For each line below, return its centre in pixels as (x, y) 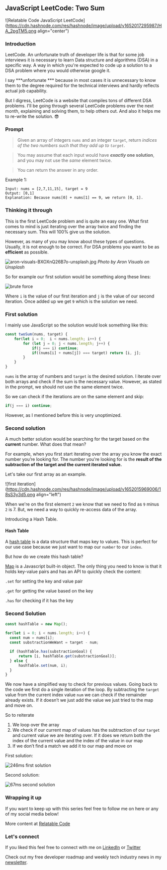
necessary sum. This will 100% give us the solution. (58, 232)
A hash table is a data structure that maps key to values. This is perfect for (81, 542)
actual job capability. (26, 91)
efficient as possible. (27, 252)
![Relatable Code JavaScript (34, 20)
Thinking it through (29, 210)
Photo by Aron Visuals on (124, 262)
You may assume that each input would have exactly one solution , (86, 155)
